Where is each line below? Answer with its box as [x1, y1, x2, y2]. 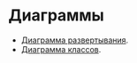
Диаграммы [8, 5, 105, 26]
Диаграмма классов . [20, 43, 102, 54]
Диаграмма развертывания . [20, 35, 129, 45]
